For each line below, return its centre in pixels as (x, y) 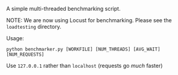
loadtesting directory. (34, 27)
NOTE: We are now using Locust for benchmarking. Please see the (89, 20)
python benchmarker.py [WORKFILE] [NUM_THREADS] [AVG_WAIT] (84, 49)
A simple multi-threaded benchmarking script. (63, 9)
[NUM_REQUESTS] (25, 55)
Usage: (15, 38)
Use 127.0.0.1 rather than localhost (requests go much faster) (84, 66)
